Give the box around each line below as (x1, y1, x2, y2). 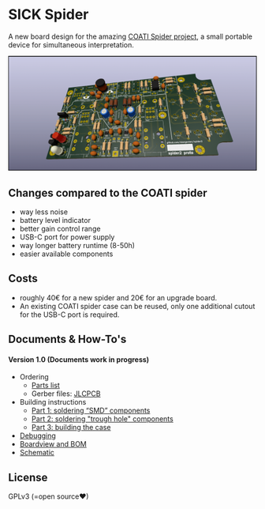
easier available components (19, 249, 114, 258)
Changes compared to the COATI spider (8, 186, 207, 199)
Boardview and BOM (19, 439, 87, 449)
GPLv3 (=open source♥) (8, 492, 89, 501)
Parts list (31, 381, 61, 390)
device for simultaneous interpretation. (8, 40, 134, 49)
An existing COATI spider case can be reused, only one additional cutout (19, 301, 256, 311)
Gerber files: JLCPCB (31, 389, 101, 398)
